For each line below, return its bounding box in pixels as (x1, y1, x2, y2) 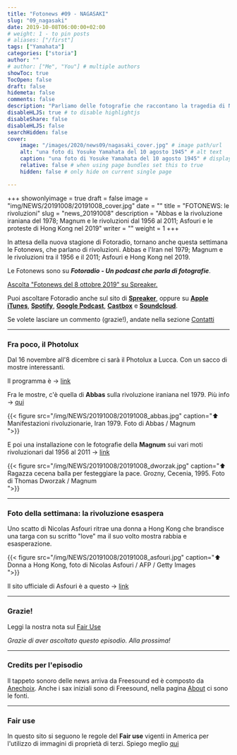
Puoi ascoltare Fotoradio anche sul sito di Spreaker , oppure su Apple (7, 294, 209, 302)
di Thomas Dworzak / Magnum (7, 476, 97, 485)
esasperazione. (7, 539, 52, 548)
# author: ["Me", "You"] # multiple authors (7, 63, 140, 70)
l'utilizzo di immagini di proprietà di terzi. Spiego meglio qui (7, 739, 179, 748)
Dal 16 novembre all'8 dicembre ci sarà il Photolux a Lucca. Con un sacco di (7, 355, 228, 364)
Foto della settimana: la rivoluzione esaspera (7, 508, 164, 518)
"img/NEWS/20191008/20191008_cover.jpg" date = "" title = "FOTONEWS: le (7, 201, 229, 209)
